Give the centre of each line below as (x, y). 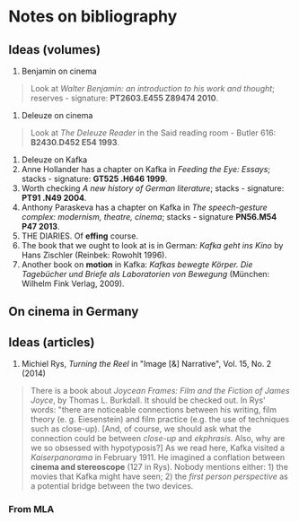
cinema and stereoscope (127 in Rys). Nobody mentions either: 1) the (159, 467)
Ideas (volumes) (54, 50)
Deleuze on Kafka (54, 160)
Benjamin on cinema (59, 71)
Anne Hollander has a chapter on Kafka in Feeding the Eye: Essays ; (146, 169)
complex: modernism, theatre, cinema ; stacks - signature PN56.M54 (149, 217)
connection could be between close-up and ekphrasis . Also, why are (158, 439)
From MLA (31, 509)
